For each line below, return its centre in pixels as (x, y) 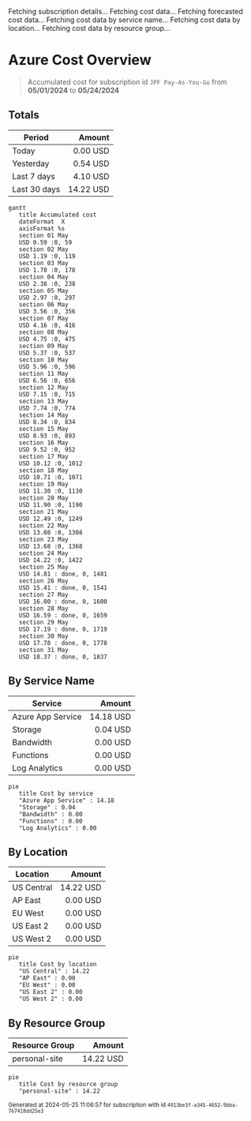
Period (36, 137)
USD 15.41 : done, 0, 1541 (63, 587)
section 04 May (43, 277)
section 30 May (43, 636)
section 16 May (43, 442)
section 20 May (43, 498)
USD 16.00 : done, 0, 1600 (63, 602)
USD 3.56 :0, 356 (47, 311)
